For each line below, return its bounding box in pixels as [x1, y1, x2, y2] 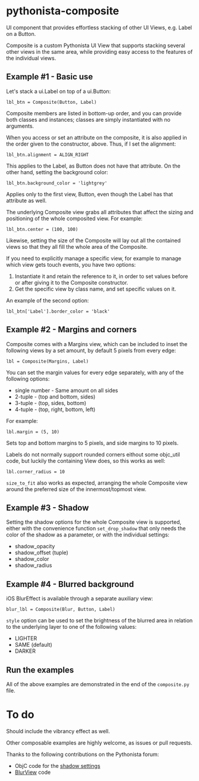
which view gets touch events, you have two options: [6, 261, 136, 268]
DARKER [14, 647, 36, 655]
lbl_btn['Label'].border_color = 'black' [6, 308, 110, 314]
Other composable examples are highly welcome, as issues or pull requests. [6, 739, 193, 746]
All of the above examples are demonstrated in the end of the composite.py [6, 681, 189, 687]
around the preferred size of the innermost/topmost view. [6, 485, 147, 493]
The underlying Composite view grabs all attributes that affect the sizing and [6, 208, 194, 215]
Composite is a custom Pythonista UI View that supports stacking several [6, 42, 185, 49]
